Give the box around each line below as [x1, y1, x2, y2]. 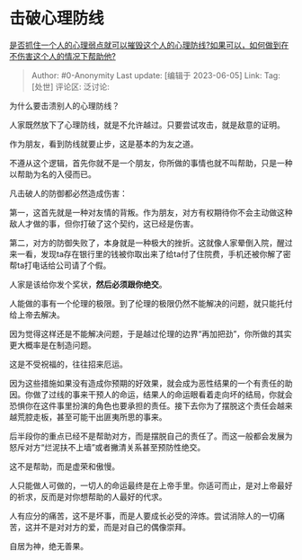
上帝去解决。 [16, 309, 65, 320]
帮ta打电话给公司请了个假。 [9, 260, 111, 271]
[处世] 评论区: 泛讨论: [31, 81, 110, 92]
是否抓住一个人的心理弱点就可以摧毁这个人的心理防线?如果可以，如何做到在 [9, 40, 289, 50]
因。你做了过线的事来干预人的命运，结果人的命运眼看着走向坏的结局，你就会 [9, 388, 293, 400]
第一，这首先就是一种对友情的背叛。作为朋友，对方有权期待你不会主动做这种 [9, 207, 293, 218]
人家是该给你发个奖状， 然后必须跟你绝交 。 [9, 279, 167, 289]
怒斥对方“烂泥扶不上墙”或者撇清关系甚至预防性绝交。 [9, 441, 206, 452]
